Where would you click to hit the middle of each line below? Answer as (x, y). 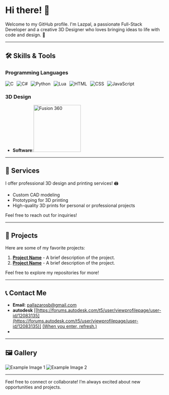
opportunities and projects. (33, 387)
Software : (23, 150)
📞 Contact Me (26, 293)
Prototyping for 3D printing (40, 200)
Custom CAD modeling (36, 195)
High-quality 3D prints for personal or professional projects (74, 205)
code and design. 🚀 (25, 35)
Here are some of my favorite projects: (45, 247)
